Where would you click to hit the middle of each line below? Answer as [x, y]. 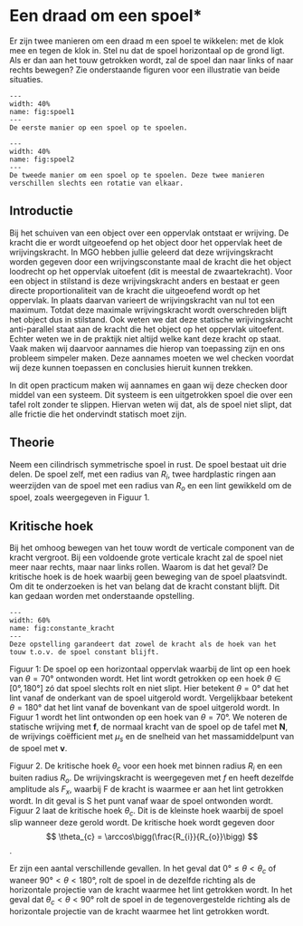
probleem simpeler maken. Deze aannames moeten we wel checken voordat [151, 358]
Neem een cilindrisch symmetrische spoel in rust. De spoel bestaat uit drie [148, 464]
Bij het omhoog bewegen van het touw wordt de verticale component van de [152, 547]
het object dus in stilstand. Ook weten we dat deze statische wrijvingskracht [151, 319]
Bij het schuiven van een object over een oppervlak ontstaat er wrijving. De [149, 233]
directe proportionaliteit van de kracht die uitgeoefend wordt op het [135, 290]
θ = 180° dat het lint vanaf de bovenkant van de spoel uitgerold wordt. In [145, 707]
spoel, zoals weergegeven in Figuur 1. [80, 497]
